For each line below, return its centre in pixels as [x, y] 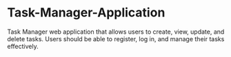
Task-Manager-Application [86, 13]
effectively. [23, 46]
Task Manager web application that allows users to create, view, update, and [116, 32]
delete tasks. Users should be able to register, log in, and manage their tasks [116, 38]
